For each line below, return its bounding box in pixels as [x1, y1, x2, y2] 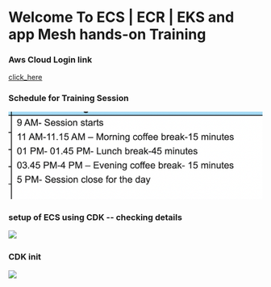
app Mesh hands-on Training [8, 25, 206, 44]
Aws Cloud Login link [8, 54, 93, 65]
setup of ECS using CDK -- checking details [8, 211, 183, 222]
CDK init [8, 251, 42, 263]
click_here [8, 73, 43, 82]
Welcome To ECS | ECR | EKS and [8, 8, 235, 27]
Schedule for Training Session [8, 93, 129, 104]
